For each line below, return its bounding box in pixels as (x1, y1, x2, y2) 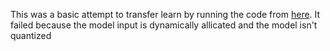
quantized (10, 30, 52, 41)
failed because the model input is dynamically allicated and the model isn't (10, 19, 318, 31)
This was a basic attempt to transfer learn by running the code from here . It (10, 9, 321, 20)
